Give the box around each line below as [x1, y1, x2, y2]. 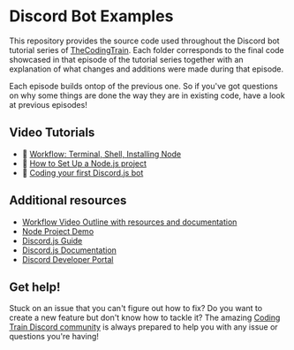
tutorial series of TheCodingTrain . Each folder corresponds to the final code [9, 44, 284, 55]
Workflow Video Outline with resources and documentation [21, 217, 237, 227]
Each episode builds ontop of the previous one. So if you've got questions [9, 80, 278, 91]
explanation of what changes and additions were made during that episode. [9, 64, 284, 74]
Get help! [9, 279, 61, 294]
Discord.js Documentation [21, 245, 117, 255]
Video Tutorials [9, 126, 95, 141]
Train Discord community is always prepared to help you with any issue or [9, 322, 278, 332]
